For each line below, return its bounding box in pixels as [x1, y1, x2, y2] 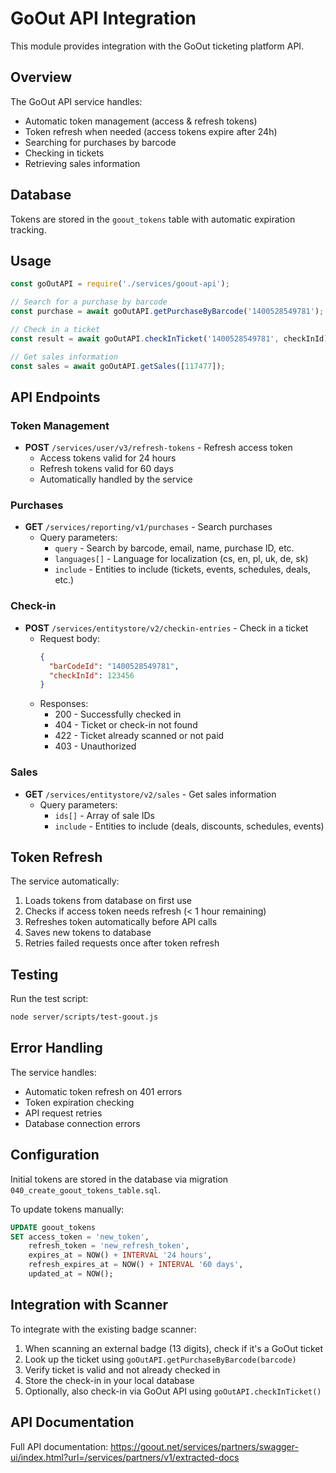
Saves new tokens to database [24, 927, 152, 939]
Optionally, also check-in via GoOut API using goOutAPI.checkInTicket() [24, 1385, 322, 1397]
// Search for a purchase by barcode [10, 297, 168, 307]
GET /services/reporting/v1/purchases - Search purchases [24, 521, 273, 533]
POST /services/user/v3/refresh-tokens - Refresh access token [24, 442, 293, 454]
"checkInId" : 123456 [48, 670, 135, 681]
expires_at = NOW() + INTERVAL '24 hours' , [28, 1250, 213, 1261]
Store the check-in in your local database [24, 1374, 195, 1386]
